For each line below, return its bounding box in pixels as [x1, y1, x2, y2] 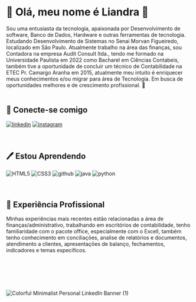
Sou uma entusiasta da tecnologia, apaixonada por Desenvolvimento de [6, 25, 181, 32]
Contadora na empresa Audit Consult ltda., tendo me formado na [6, 50, 164, 57]
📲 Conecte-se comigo [6, 105, 88, 115]
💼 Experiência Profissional [6, 200, 105, 210]
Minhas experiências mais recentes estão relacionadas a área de [6, 216, 164, 223]
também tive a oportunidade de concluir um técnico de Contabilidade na [6, 62, 182, 70]
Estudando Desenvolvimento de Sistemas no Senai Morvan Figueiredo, [6, 37, 179, 44]
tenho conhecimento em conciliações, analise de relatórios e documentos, [6, 234, 187, 242]
